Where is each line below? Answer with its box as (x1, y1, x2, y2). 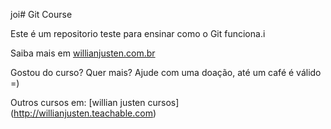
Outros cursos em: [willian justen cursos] (10, 97, 180, 108)
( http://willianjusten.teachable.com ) (10, 107, 157, 119)
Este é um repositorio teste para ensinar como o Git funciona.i (10, 28, 266, 39)
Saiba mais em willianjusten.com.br (10, 47, 156, 59)
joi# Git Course (10, 9, 73, 20)
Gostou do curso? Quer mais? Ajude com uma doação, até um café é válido (10, 67, 322, 78)
